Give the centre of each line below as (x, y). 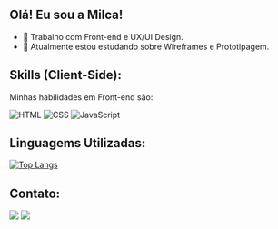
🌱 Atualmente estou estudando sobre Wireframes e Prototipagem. (146, 46)
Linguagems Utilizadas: (78, 143)
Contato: (35, 193)
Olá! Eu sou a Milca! (66, 15)
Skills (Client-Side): (66, 75)
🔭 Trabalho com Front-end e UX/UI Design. (103, 36)
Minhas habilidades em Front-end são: (81, 97)
